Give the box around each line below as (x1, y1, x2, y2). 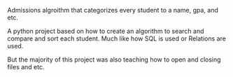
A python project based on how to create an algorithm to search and (7, 27, 204, 35)
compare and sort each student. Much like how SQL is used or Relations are (7, 34, 226, 43)
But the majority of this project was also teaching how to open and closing (7, 55, 222, 64)
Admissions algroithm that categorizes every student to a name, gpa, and (7, 6, 219, 14)
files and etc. (7, 63, 45, 71)
